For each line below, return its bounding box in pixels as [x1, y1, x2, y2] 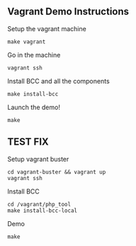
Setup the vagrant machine [7, 24, 86, 33]
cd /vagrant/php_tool [7, 201, 72, 208]
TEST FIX [7, 136, 50, 148]
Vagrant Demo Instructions [7, 6, 130, 18]
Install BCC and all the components [7, 77, 110, 85]
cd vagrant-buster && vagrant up [7, 168, 106, 176]
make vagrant [7, 38, 46, 45]
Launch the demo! [7, 103, 60, 111]
